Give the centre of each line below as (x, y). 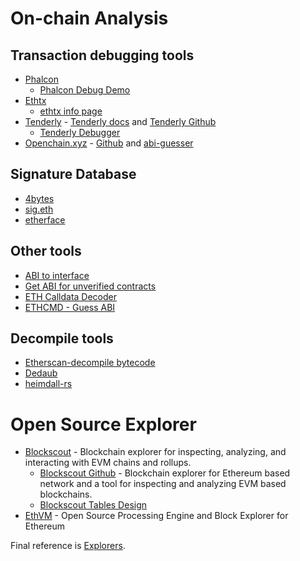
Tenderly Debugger (80, 132)
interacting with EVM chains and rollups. (108, 463)
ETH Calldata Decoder (71, 296)
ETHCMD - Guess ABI (70, 307)
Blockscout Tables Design (93, 505)
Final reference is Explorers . (68, 546)
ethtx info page (71, 111)
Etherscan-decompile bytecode (90, 363)
